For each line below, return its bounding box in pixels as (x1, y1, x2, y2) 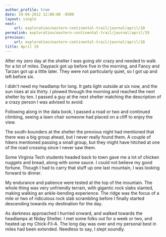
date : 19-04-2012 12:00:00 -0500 (5, 12, 74, 17)
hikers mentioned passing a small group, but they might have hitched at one (5, 139, 160, 145)
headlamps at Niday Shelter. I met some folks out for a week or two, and (5, 215, 153, 221)
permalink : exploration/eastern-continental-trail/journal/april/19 (5, 30, 150, 35)
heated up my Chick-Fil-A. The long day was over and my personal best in (5, 221, 157, 227)
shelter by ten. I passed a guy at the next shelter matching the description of (5, 94, 162, 100)
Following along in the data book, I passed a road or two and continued (5, 109, 150, 115)
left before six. (5, 73, 35, 79)
